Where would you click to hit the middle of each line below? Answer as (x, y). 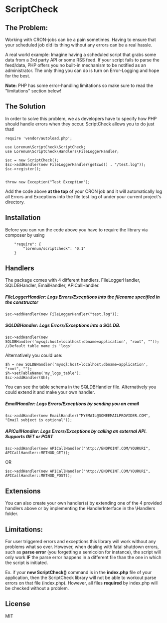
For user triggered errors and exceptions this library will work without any (81, 541)
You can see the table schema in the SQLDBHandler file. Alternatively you (81, 387)
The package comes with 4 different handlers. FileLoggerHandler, (73, 280)
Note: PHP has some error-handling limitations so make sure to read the (79, 85)
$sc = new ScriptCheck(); (32, 160)
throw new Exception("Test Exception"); (48, 182)
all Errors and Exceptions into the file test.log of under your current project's (83, 196)
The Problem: (27, 28)
